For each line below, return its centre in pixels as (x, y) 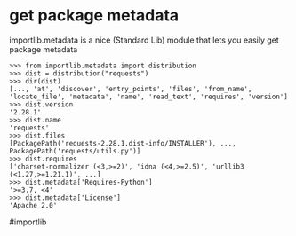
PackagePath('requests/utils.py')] (75, 151)
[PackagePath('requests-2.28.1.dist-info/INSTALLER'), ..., (123, 143)
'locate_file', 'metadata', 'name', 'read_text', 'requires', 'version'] (149, 97)
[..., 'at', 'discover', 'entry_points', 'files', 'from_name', (131, 89)
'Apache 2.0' (33, 205)
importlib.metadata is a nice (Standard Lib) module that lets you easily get (144, 40)
